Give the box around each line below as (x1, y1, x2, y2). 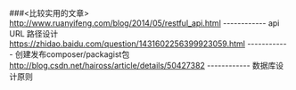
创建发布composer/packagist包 (14, 49, 130, 60)
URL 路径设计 (9, 29, 59, 38)
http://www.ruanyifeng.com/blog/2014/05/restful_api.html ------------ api (9, 18, 280, 29)
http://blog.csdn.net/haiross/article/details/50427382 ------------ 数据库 (9, 61, 276, 70)
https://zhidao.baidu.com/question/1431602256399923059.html (9, 38, 245, 49)
